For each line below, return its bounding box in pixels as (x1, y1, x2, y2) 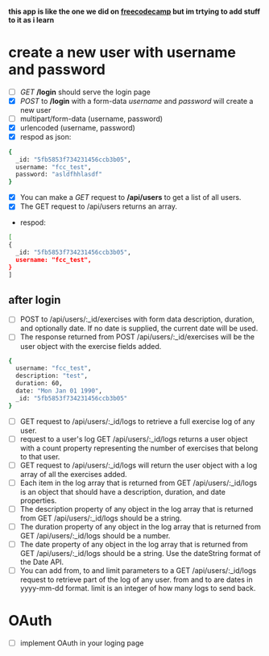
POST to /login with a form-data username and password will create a (19, 96, 254, 106)
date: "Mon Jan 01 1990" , (15, 387, 103, 395)
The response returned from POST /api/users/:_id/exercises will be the (19, 332, 255, 342)
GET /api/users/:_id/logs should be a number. (19, 531, 171, 541)
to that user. (19, 451, 60, 461)
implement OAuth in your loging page (19, 638, 144, 648)
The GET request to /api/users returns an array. (19, 201, 178, 211)
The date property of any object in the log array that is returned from (19, 540, 248, 550)
